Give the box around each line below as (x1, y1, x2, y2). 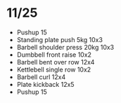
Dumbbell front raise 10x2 (16, 50, 92, 59)
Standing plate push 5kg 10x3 (16, 35, 103, 43)
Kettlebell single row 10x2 (16, 65, 91, 74)
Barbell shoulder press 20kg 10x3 (16, 43, 115, 51)
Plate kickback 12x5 (16, 80, 75, 88)
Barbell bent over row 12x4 (16, 57, 95, 66)
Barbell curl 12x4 (16, 72, 66, 81)
